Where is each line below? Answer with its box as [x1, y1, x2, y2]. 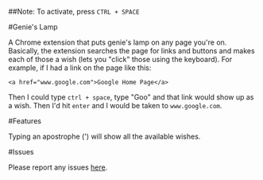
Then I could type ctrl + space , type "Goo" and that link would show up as [8, 92, 254, 102]
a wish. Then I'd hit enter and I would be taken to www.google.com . [8, 101, 222, 110]
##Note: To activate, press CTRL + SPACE [8, 7, 140, 16]
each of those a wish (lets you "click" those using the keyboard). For [8, 55, 233, 64]
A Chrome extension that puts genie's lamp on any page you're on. [8, 37, 227, 47]
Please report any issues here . [8, 162, 108, 172]
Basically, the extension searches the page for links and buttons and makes [8, 46, 256, 55]
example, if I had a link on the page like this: [8, 63, 152, 72]
